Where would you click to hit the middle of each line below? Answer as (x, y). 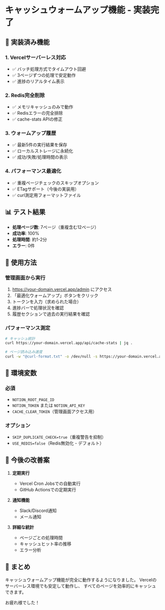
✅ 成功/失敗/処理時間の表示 (40, 157)
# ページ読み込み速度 (24, 352)
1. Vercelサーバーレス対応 (36, 57)
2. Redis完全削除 (25, 95)
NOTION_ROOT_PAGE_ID (33, 400)
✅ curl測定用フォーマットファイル (46, 195)
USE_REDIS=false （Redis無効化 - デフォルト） (58, 443)
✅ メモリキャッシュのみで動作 (43, 107)
